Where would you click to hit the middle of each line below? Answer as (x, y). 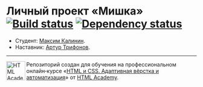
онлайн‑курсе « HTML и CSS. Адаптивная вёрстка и (92, 71)
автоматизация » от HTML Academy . (72, 77)
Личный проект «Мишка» (75, 11)
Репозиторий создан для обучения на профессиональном (101, 64)
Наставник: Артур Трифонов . (53, 47)
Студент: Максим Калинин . (50, 40)
